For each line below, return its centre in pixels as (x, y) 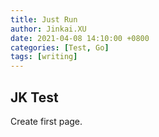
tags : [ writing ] (44, 57)
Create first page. (46, 121)
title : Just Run (44, 19)
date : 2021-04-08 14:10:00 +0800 (80, 38)
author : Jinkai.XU (48, 29)
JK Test (34, 97)
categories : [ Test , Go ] (60, 47)
